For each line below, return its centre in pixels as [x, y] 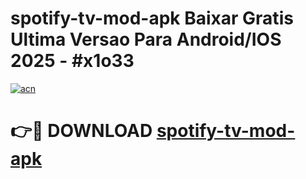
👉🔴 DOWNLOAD [81, 131]
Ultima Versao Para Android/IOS [146, 39]
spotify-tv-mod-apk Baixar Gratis [152, 18]
